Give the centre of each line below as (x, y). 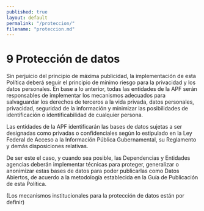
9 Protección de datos (63, 59)
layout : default (27, 18)
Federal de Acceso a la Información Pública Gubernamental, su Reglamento (101, 140)
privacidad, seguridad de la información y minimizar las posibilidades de (97, 109)
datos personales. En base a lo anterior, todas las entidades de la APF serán (102, 89)
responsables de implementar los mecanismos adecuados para (86, 96)
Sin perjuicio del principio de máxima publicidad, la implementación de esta (101, 76)
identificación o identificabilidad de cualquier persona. (75, 115)
